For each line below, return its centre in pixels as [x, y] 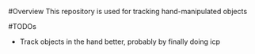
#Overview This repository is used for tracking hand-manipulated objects [128, 11]
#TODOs [23, 26]
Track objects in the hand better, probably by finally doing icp [120, 41]
